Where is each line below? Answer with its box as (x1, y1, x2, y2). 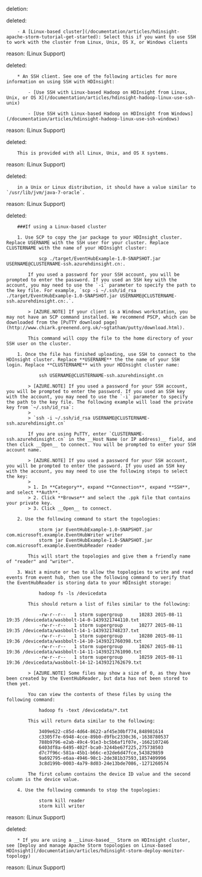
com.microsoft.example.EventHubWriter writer (6, 532, 123, 538)
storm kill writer (38, 803, 85, 809)
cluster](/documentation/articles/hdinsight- (63, 29, 180, 35)
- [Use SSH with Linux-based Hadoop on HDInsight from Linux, (28, 89, 188, 95)
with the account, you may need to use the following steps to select (6, 468, 188, 474)
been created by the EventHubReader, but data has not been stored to (6, 675, 188, 681)
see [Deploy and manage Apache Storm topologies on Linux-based (6, 842, 172, 848)
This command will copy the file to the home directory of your (28, 335, 194, 341)
